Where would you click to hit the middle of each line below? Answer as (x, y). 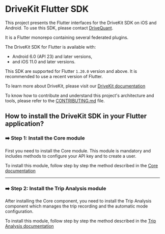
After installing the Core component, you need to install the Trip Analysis (78, 201)
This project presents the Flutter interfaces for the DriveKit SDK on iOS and (81, 23)
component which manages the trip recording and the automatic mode (77, 206)
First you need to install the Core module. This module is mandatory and (78, 150)
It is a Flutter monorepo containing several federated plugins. (67, 37)
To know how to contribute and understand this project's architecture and (80, 95)
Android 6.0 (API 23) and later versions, (52, 56)
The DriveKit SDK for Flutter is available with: (51, 47)
